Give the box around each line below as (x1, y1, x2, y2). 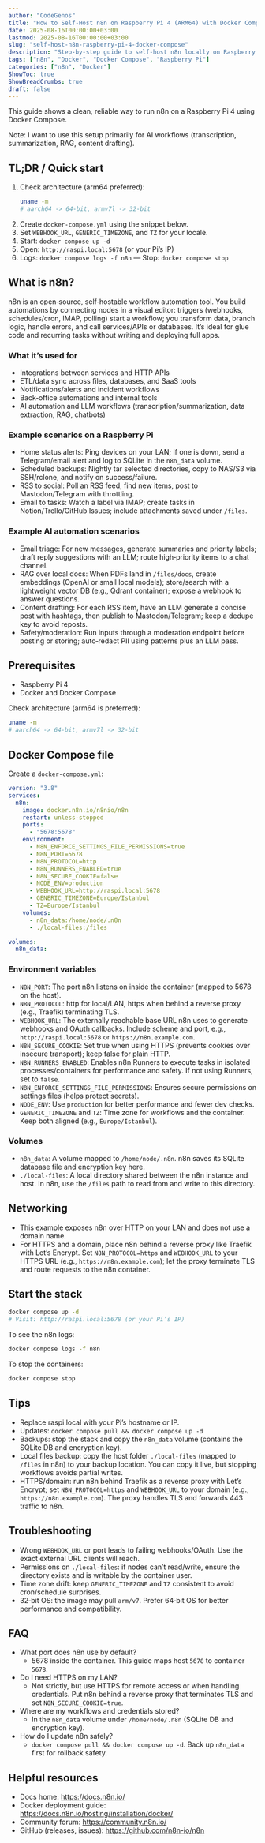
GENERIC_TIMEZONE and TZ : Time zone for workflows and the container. (19, 1107, 245, 1117)
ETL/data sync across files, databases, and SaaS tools (19, 376, 196, 386)
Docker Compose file (8, 747, 114, 762)
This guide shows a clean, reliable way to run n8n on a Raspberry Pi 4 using (8, 107, 255, 116)
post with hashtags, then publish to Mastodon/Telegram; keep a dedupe (19, 611, 254, 620)
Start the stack (8, 1287, 83, 1301)
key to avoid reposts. (19, 619, 88, 628)
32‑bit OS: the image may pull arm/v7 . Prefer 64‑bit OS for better (19, 1595, 229, 1605)
